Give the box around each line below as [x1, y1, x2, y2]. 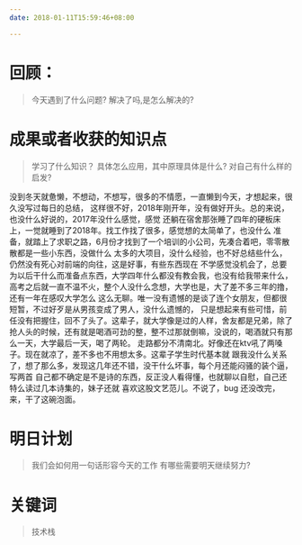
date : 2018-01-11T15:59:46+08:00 [9, 13, 135, 23]
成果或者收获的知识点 [9, 129, 168, 150]
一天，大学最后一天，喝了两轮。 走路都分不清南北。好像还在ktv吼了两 [16, 337, 276, 348]
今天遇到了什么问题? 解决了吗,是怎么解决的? [31, 94, 195, 104]
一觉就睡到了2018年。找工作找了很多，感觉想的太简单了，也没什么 [24, 224, 271, 235]
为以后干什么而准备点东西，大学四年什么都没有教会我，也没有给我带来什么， [9, 269, 293, 280]
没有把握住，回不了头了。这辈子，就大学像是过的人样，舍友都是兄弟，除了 [16, 314, 293, 325]
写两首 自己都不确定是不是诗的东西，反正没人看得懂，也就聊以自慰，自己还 [9, 371, 288, 382]
